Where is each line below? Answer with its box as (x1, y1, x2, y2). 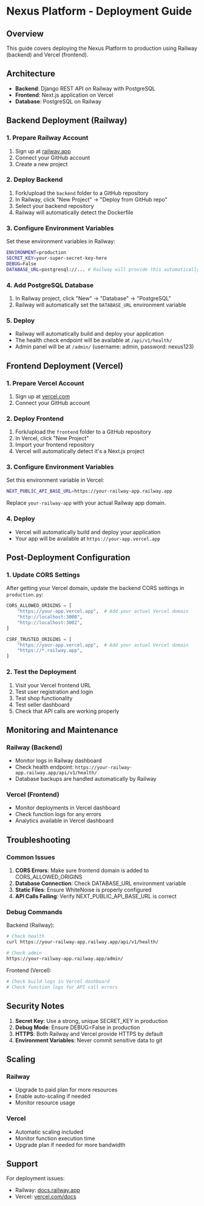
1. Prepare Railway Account (6, 134, 89, 142)
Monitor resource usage (15, 1099, 76, 1106)
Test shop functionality (15, 695, 73, 702)
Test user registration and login (15, 688, 93, 695)
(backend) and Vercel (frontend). (6, 51, 89, 58)
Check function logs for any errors (15, 811, 101, 818)
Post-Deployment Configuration (6, 552, 131, 563)
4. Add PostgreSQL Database (6, 281, 94, 289)
